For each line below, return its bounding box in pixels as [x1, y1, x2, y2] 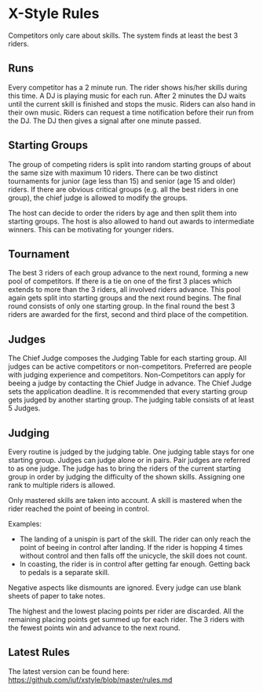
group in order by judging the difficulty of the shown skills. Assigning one [8, 472, 245, 481]
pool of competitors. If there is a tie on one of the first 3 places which [8, 276, 232, 286]
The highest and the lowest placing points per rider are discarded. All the [8, 606, 244, 616]
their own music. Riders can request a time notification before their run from [8, 107, 254, 117]
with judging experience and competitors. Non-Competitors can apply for [8, 370, 246, 380]
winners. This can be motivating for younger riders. [8, 224, 174, 234]
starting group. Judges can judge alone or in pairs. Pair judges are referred [8, 456, 250, 464]
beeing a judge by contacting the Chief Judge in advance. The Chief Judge [8, 378, 252, 388]
